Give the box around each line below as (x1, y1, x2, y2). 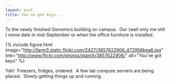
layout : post (5, 7, 33, 13)
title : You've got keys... (5, 12, 63, 17)
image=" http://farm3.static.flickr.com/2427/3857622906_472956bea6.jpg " (5, 47, 164, 53)
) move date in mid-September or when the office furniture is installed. (5, 32, 154, 38)
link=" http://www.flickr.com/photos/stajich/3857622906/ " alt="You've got (5, 52, 162, 59)
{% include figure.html (5, 41, 53, 47)
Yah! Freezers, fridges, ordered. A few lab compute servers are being (5, 67, 154, 74)
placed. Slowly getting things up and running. (5, 73, 102, 79)
